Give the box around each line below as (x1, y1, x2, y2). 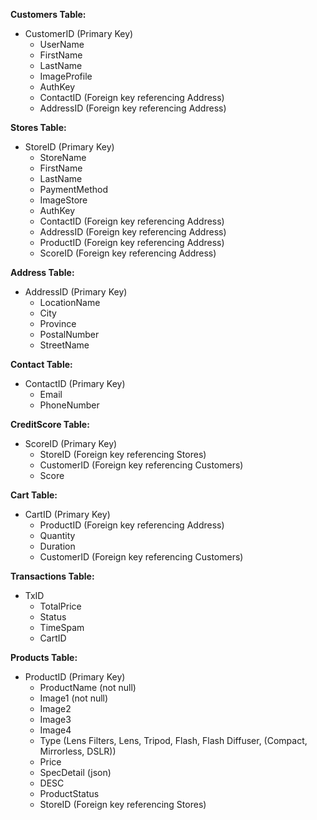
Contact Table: (10, 359, 73, 370)
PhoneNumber (39, 399, 100, 411)
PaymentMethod (39, 184, 108, 195)
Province (39, 318, 77, 329)
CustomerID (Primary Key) (24, 28, 134, 39)
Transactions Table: (10, 570, 95, 582)
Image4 (39, 724, 72, 736)
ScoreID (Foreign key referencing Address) (39, 247, 217, 259)
